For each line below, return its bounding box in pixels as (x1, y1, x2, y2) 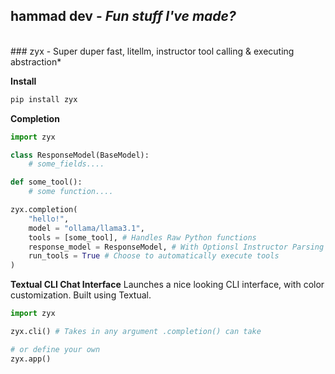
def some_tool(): (10, 177, 83, 188)
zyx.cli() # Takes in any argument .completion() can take (10, 327, 262, 337)
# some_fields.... (28, 159, 105, 169)
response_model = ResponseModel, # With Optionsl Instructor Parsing (28, 242, 325, 252)
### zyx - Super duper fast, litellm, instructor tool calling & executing (10, 45, 295, 57)
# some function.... (28, 187, 114, 197)
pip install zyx (10, 94, 78, 104)
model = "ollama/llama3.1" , (28, 223, 145, 233)
